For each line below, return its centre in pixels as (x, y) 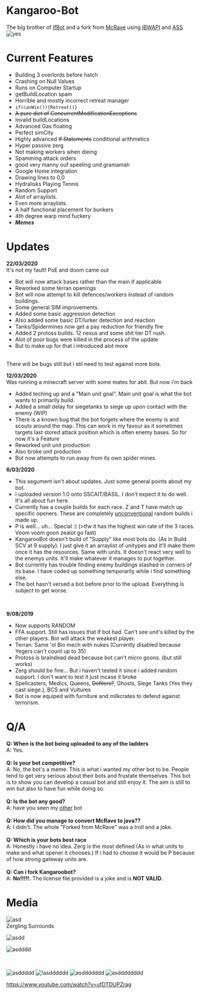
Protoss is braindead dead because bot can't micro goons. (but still (98, 657)
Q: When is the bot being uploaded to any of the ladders (77, 743)
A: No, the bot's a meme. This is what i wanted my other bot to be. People (98, 769)
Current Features (50, 58)
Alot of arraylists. (36, 196)
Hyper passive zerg (39, 145)
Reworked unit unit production (52, 445)
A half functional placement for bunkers (64, 210)
